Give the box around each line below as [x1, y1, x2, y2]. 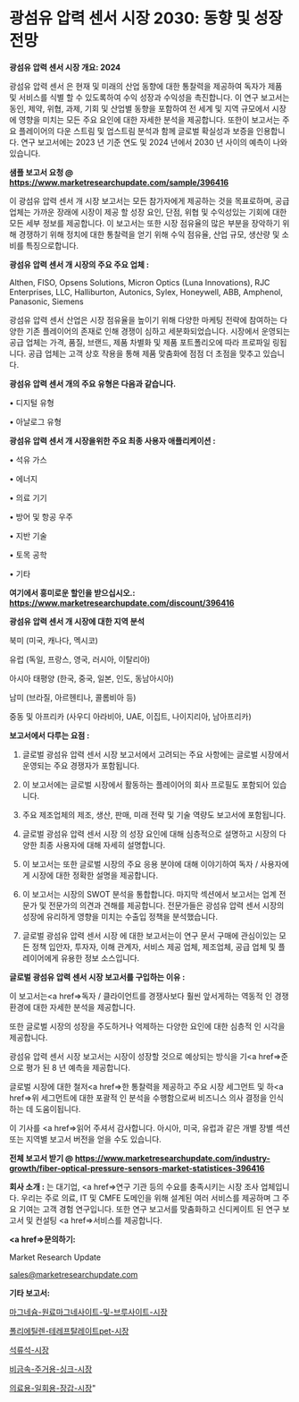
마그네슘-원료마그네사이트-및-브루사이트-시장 [9, 1306, 168, 1317]
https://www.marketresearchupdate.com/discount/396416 [9, 597, 235, 608]
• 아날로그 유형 [9, 416, 62, 427]
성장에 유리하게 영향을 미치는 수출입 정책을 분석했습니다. [21, 911, 219, 922]
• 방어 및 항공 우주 [9, 511, 73, 522]
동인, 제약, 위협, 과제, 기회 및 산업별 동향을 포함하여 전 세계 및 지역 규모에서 [9, 103, 270, 114]
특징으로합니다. [25, 240, 79, 251]
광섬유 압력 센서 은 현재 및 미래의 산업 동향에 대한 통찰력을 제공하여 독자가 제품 [9, 81, 283, 91]
